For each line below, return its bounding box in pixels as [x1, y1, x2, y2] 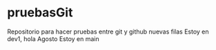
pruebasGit [7, 5, 73, 21]
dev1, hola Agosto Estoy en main [7, 34, 99, 42]
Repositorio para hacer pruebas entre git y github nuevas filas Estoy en [7, 27, 209, 36]
